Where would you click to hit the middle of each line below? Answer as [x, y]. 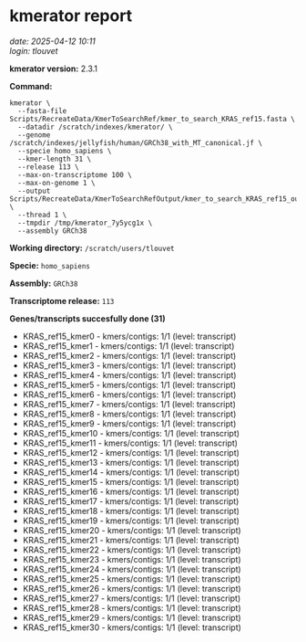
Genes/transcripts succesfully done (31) [87, 318]
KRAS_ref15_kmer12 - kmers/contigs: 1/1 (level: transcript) [131, 452]
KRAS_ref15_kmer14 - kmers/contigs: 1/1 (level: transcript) [131, 472]
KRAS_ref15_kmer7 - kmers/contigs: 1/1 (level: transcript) [129, 404]
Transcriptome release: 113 [62, 300]
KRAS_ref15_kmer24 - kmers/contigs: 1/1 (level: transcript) [132, 569]
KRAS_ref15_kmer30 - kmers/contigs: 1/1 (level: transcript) [132, 627]
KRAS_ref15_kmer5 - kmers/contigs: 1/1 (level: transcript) [129, 384]
